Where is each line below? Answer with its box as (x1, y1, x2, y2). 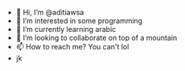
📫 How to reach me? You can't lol (15, 42, 129, 51)
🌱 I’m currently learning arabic (15, 25, 117, 34)
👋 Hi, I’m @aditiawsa (15, 8, 84, 17)
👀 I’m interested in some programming (15, 16, 143, 26)
